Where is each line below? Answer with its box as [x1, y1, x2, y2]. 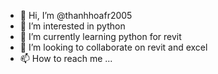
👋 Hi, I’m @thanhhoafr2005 [19, 10, 133, 21]
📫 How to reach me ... [19, 53, 113, 64]
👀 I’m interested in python [19, 20, 126, 32]
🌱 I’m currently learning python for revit [19, 31, 182, 42]
